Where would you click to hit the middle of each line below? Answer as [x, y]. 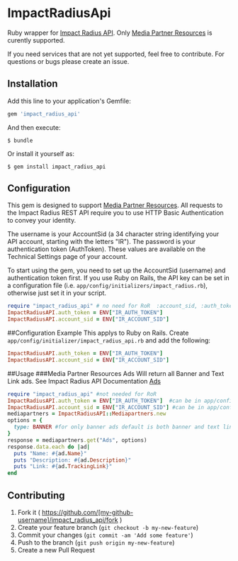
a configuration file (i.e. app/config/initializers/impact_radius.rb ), [107, 286]
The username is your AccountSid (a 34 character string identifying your [113, 234]
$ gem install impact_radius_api [57, 167]
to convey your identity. [42, 221]
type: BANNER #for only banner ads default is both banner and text [117, 427]
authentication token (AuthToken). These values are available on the [107, 249]
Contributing [36, 495]
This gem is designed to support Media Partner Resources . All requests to [115, 205]
